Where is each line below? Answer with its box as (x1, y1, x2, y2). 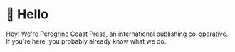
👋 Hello (6, 6, 48, 22)
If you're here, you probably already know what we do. (6, 37, 167, 45)
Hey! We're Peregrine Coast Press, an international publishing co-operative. (6, 30, 229, 38)
